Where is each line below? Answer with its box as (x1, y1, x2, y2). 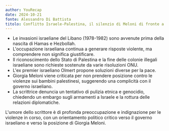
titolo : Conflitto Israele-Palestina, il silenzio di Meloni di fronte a (5, 21, 164, 27)
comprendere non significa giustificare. (12, 51, 95, 57)
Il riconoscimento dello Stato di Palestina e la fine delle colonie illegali (12, 56, 158, 63)
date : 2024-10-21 (5, 12, 42, 17)
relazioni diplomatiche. (12, 99, 60, 106)
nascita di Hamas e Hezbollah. (12, 41, 76, 47)
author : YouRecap (5, 7, 42, 13)
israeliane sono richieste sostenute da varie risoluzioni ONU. (12, 62, 139, 68)
